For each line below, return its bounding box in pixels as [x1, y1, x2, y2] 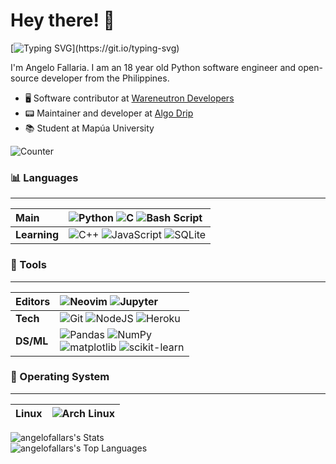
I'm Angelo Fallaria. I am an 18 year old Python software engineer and [10, 61, 297, 73]
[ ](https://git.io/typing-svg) [10, 42, 180, 54]
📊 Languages [10, 170, 79, 184]
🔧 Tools [10, 258, 47, 272]
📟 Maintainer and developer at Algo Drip [24, 107, 194, 119]
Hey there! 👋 [10, 9, 115, 32]
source [10, 72, 40, 84]
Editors [15, 294, 51, 308]
